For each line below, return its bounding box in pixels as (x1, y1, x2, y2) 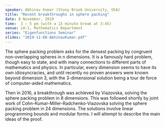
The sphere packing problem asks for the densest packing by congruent (5, 48, 153, 55)
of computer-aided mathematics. (5, 80, 72, 86)
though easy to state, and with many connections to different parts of (5, 59, 146, 65)
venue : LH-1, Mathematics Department (5, 26, 83, 31)
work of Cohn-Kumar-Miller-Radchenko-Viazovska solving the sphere (5, 100, 147, 106)
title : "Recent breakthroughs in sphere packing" (5, 12, 110, 17)
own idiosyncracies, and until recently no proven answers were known (5, 69, 149, 75)
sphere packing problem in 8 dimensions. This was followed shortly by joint (5, 95, 159, 101)
